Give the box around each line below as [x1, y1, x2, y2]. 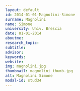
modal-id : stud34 [5, 78, 42, 83]
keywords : [5, 54, 26, 60]
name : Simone [5, 21, 33, 27]
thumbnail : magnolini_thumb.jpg [5, 69, 73, 74]
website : [5, 59, 24, 64]
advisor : [5, 50, 24, 55]
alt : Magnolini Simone [5, 73, 53, 78]
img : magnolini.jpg [5, 64, 46, 69]
